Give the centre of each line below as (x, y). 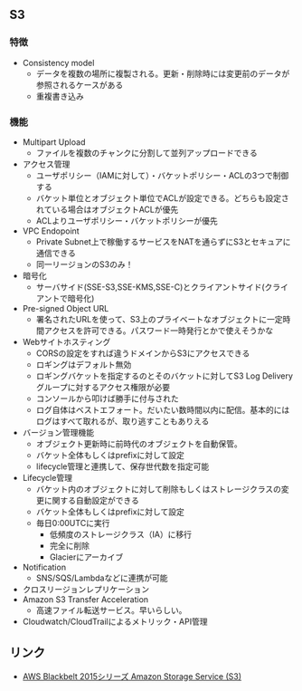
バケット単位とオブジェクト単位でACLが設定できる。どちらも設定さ (162, 197)
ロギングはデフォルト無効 (84, 364)
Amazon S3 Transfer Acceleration (85, 599)
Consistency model (58, 62)
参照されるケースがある (80, 84)
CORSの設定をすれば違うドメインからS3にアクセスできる (143, 353)
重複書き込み (60, 96)
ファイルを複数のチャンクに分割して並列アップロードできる (146, 152)
